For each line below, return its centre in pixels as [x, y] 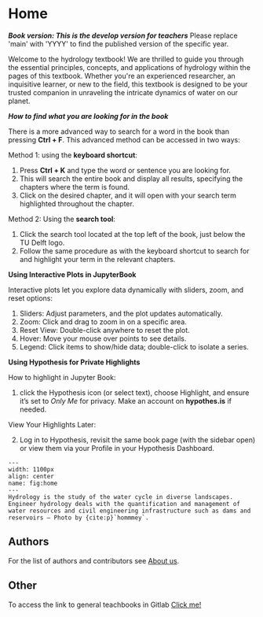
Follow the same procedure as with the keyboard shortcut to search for [134, 251]
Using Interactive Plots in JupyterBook [72, 274]
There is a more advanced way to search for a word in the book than [119, 131]
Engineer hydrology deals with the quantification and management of [124, 504]
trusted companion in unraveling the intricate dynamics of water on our [123, 92]
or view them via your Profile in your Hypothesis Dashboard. [117, 448]
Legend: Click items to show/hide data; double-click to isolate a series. [134, 346]
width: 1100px [31, 469]
